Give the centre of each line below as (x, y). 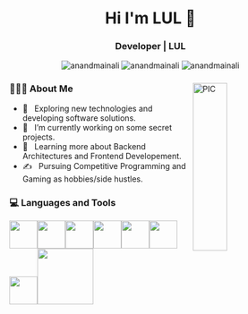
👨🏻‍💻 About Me (41, 89)
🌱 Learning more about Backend (84, 146)
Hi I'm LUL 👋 (150, 18)
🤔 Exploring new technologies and (87, 108)
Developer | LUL (150, 47)
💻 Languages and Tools (63, 202)
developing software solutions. (79, 118)
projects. (38, 137)
